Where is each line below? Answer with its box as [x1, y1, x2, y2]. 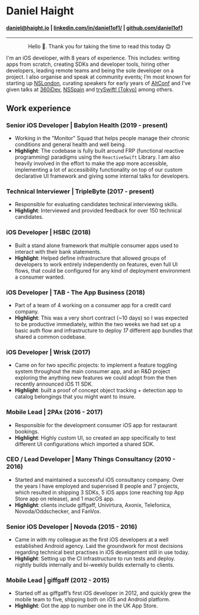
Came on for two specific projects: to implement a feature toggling [14, 361, 178, 369]
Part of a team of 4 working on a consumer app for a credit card [14, 301, 171, 308]
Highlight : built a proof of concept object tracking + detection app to [14, 387, 183, 394]
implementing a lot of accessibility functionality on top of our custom [14, 166, 183, 174]
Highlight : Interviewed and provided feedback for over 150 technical [14, 207, 182, 215]
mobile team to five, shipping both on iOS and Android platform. [14, 596, 171, 603]
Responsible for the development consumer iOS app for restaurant [14, 421, 178, 428]
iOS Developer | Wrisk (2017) [6, 348, 91, 356]
